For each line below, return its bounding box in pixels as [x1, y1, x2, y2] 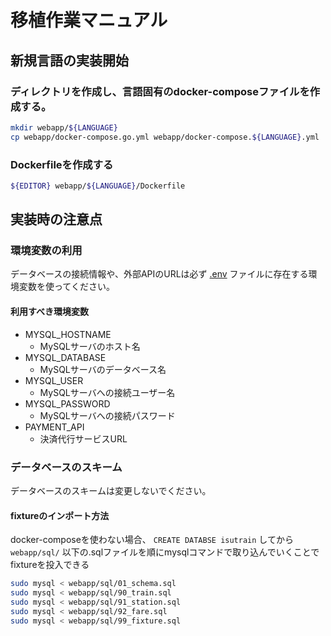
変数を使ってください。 [18, 281, 115, 293]
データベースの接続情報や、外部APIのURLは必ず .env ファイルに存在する [10, 268, 309, 280]
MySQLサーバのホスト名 [39, 340, 141, 352]
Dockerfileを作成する [10, 157, 114, 171]
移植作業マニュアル [10, 9, 168, 32]
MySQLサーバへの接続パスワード [39, 409, 176, 421]
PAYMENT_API [24, 421, 85, 433]
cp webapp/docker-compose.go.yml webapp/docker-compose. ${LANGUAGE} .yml [10, 132, 320, 142]
